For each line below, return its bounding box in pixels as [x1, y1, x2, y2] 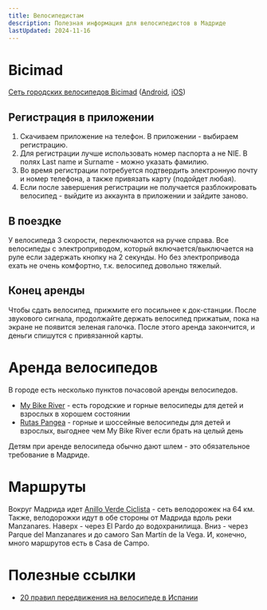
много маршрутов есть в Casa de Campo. [8, 538, 150, 548]
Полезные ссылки [8, 566, 136, 584]
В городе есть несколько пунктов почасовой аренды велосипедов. [8, 385, 238, 394]
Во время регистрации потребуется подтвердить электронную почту [19, 165, 258, 176]
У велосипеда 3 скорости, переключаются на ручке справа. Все [8, 235, 230, 244]
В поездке [8, 214, 62, 228]
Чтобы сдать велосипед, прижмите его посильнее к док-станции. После [8, 305, 257, 315]
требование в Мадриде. [8, 450, 90, 459]
